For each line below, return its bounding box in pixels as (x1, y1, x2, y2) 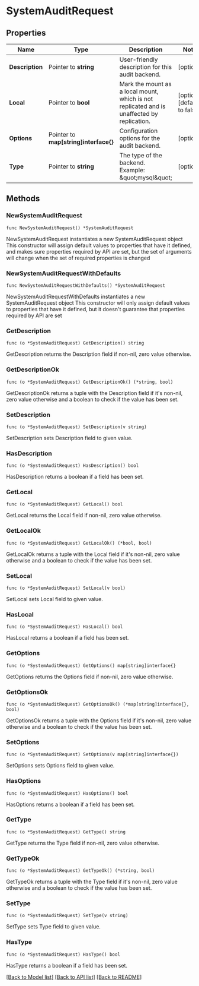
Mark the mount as (119, 80, 172, 88)
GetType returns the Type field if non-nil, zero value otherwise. (6, 839, 160, 846)
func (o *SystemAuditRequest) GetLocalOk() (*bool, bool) (6, 540, 152, 546)
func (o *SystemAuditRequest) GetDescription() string (6, 340, 145, 346)
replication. (119, 117, 151, 125)
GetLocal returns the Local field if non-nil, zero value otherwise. (6, 512, 162, 519)
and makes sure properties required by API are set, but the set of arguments (6, 248, 192, 255)
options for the (119, 134, 161, 142)
